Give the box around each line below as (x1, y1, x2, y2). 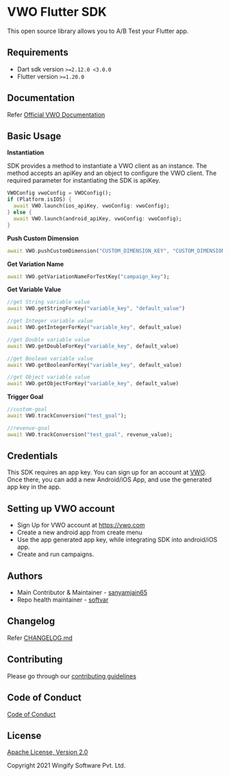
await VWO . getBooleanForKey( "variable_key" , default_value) (7, 361, 183, 368)
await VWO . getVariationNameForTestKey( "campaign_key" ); (7, 273, 170, 280)
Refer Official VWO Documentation (7, 111, 105, 119)
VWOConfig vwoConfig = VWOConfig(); (7, 190, 112, 196)
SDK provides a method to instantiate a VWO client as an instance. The (7, 162, 207, 170)
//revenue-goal (7, 424, 51, 431)
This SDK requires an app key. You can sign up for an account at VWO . (7, 468, 207, 477)
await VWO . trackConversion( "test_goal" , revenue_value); (7, 431, 173, 438)
